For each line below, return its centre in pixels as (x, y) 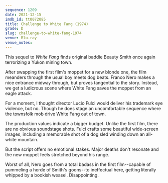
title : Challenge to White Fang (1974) (47, 24)
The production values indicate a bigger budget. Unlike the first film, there (81, 123)
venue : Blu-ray (21, 38)
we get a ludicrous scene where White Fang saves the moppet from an (78, 88)
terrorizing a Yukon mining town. (39, 62)
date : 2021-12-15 (23, 15)
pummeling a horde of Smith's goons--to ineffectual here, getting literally (81, 169)
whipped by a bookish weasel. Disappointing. (52, 175)
